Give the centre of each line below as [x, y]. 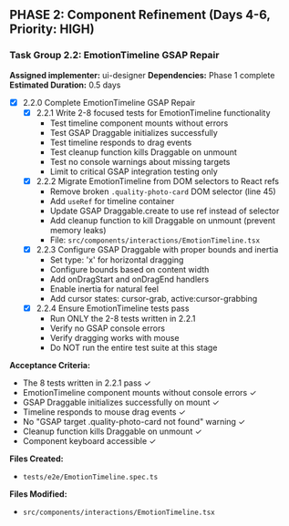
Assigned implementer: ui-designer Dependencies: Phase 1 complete [142, 75]
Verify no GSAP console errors [108, 328]
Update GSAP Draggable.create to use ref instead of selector [165, 211]
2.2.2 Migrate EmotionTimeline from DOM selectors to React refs [158, 180]
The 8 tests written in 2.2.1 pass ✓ [87, 383]
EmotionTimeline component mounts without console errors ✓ [139, 392]
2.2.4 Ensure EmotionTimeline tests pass [113, 308]
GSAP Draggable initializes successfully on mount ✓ [121, 402]
